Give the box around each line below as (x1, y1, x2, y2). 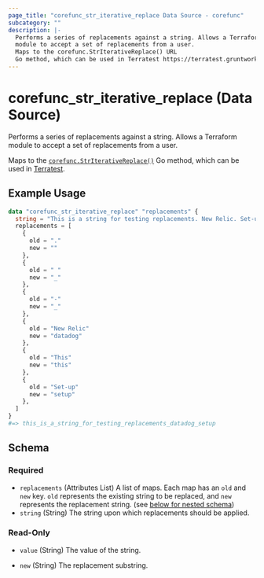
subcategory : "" (8, 19, 61, 27)
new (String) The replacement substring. (19, 560, 148, 570)
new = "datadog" (28, 332, 82, 340)
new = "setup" (28, 390, 76, 398)
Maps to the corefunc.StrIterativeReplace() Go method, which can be (8, 155, 240, 165)
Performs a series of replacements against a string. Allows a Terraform (8, 131, 237, 142)
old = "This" (28, 354, 72, 362)
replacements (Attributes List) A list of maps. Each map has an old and (19, 483, 246, 492)
